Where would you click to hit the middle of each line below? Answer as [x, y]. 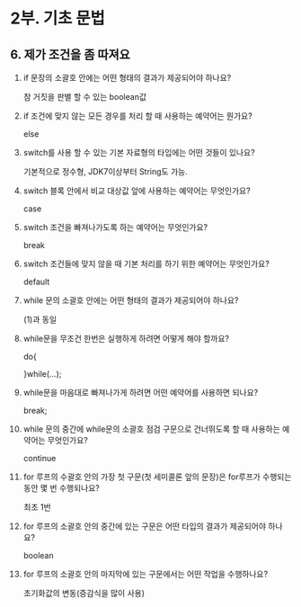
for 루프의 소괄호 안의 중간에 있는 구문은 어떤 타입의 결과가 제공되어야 [145, 526]
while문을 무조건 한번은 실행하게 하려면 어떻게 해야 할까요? [126, 339]
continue [40, 458]
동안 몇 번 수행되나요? [61, 488]
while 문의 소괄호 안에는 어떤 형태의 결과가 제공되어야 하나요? [131, 300]
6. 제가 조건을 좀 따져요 [71, 54]
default [36, 281]
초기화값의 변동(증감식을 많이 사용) [84, 593]
